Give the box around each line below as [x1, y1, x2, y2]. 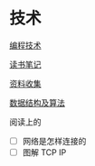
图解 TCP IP [22, 147, 67, 158]
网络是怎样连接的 [22, 135, 87, 146]
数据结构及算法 [9, 97, 65, 108]
